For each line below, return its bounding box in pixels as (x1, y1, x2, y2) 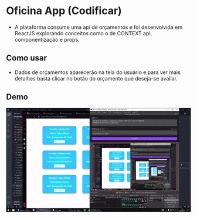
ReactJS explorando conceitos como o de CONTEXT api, (14, 29, 152, 36)
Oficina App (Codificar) (6, 4, 122, 18)
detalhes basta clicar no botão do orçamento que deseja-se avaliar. (14, 75, 178, 82)
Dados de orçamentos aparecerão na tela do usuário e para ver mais (14, 69, 181, 76)
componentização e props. (14, 36, 80, 43)
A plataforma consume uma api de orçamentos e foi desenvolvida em (14, 24, 183, 31)
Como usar (6, 53, 47, 63)
